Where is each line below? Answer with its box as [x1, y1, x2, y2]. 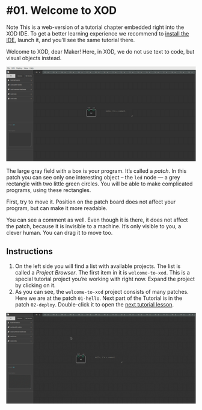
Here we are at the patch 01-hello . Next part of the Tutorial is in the [14, 294, 182, 302]
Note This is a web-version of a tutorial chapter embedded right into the [6, 23, 185, 31]
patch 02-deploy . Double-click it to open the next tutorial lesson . [14, 300, 174, 308]
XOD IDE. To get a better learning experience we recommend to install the [6, 30, 189, 37]
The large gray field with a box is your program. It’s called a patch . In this [6, 167, 187, 175]
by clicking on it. [14, 281, 56, 289]
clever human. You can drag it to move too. [6, 229, 113, 236]
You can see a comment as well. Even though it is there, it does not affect [6, 216, 188, 223]
